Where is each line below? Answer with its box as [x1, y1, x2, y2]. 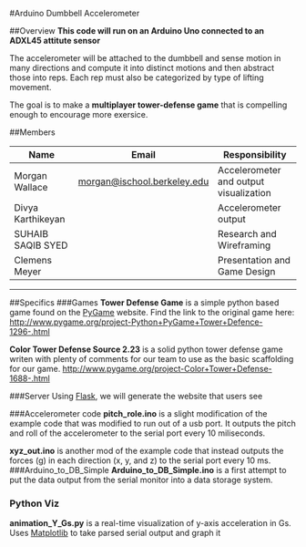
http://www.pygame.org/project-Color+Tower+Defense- [62, 364, 273, 374]
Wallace [14, 181, 48, 193]
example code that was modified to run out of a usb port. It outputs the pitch [9, 418, 296, 428]
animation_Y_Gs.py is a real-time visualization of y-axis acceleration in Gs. [9, 518, 291, 529]
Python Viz [9, 497, 60, 510]
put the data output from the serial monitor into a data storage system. [9, 474, 273, 485]
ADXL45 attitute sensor [9, 36, 101, 46]
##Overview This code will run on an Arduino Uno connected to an [9, 26, 265, 36]
